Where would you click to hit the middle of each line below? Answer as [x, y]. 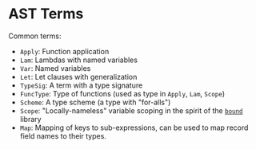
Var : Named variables [55, 68]
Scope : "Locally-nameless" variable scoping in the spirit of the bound [131, 110]
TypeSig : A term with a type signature [81, 85]
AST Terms [46, 14]
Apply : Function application [64, 51]
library [30, 119]
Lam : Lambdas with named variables [79, 60]
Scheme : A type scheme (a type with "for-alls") [95, 102]
